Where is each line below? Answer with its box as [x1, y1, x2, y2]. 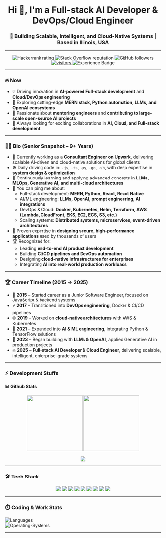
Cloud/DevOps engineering [12, 94, 70, 100]
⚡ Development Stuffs [5, 370, 59, 377]
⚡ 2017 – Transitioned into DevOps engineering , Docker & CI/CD [12, 302, 144, 309]
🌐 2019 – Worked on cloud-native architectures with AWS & [12, 315, 137, 321]
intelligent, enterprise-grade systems [12, 353, 88, 359]
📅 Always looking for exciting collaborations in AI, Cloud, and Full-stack [12, 120, 159, 126]
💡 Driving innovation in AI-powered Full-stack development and [12, 88, 145, 94]
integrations [19, 201, 45, 207]
